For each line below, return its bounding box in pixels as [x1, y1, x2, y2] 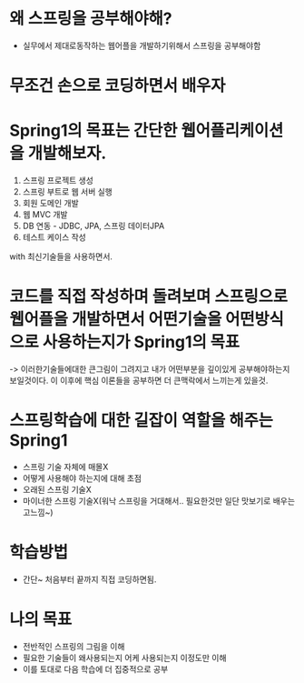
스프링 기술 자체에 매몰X [22, 461, 109, 472]
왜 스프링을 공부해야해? [9, 8, 172, 29]
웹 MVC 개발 [22, 209, 68, 220]
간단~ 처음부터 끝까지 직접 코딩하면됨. [22, 574, 157, 585]
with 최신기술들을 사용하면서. [9, 251, 113, 262]
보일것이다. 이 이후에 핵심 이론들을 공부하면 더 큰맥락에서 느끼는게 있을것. [9, 375, 269, 386]
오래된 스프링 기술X [22, 484, 93, 495]
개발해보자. [27, 143, 107, 164]
